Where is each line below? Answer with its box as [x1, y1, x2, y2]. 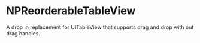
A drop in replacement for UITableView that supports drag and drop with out [6, 24, 194, 31]
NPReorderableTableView [6, 4, 136, 18]
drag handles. [6, 29, 41, 37]
